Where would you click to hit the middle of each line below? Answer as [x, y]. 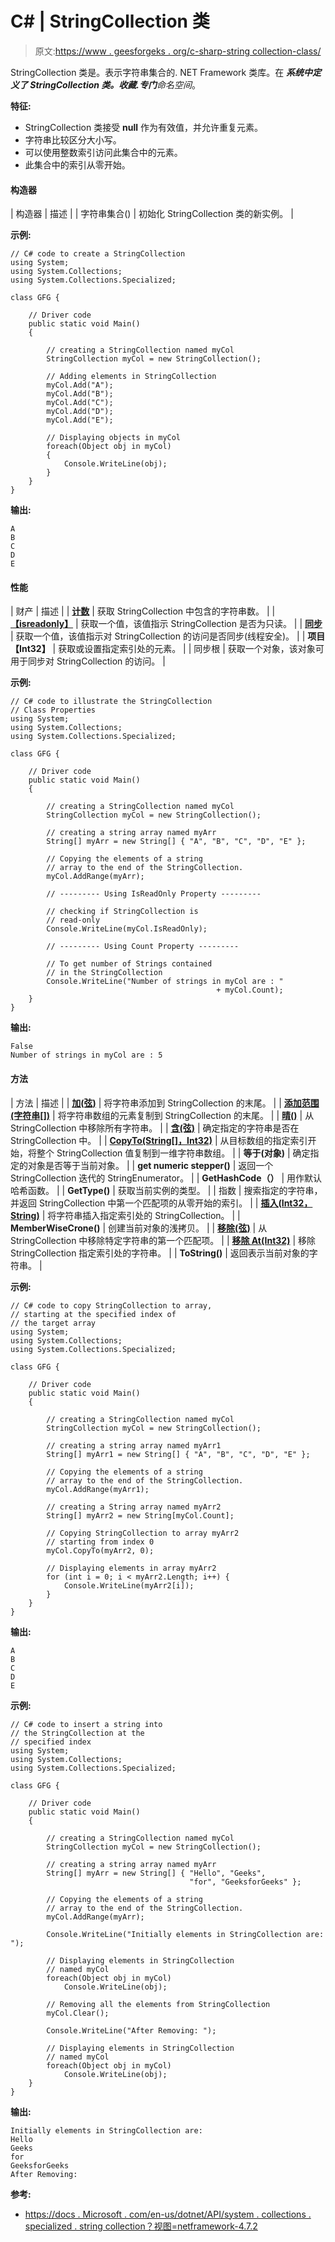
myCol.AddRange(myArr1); [98, 1489]
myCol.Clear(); [78, 2013]
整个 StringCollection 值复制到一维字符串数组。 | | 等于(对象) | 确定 [173, 1153]
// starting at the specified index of [93, 1314]
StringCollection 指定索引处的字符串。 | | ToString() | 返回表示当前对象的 [160, 1253]
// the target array [53, 1323]
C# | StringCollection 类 [110, 21]
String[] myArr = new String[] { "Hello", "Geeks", [156, 1873]
